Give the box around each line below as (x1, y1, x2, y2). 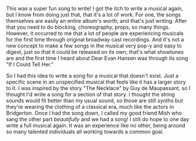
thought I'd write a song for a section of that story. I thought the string (6, 91, 175, 98)
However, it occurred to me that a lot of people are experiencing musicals (6, 30, 184, 37)
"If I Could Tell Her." (6, 61, 54, 68)
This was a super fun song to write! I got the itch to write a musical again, (6, 5, 184, 12)
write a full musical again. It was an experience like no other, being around (6, 122, 186, 129)
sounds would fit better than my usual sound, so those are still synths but (6, 97, 183, 104)
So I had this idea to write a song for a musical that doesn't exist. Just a (6, 73, 179, 79)
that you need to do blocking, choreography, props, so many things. (6, 23, 170, 30)
